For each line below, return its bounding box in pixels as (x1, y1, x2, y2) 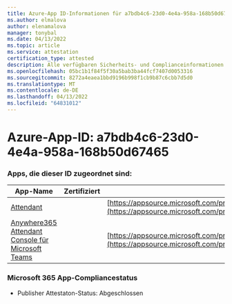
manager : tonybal (7, 29, 57, 37)
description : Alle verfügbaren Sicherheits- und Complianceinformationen (7, 61, 224, 68)
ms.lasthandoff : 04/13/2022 (7, 94, 88, 101)
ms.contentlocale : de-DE (7, 87, 79, 94)
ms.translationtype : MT (7, 81, 76, 88)
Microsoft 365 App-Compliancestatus (7, 273, 138, 283)
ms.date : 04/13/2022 (7, 36, 67, 43)
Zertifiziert (64, 187, 101, 196)
